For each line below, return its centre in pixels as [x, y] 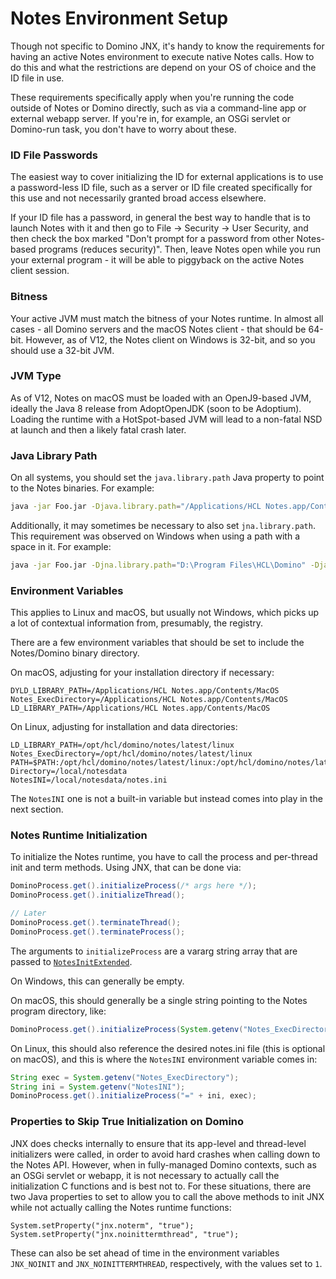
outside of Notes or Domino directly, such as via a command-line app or [158, 108]
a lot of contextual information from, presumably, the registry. [137, 623]
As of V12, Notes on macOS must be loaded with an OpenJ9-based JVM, [161, 398]
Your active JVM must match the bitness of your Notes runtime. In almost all [167, 318]
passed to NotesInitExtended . [71, 961]
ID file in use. [37, 78]
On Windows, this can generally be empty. [97, 981]
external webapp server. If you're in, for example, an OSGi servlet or [150, 118]
